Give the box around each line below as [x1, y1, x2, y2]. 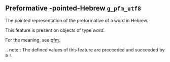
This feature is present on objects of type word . [5, 27, 105, 33]
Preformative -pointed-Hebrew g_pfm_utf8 [5, 4, 141, 13]
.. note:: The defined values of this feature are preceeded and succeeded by [5, 46, 165, 52]
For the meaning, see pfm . [5, 37, 60, 43]
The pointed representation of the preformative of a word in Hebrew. [5, 17, 149, 23]
